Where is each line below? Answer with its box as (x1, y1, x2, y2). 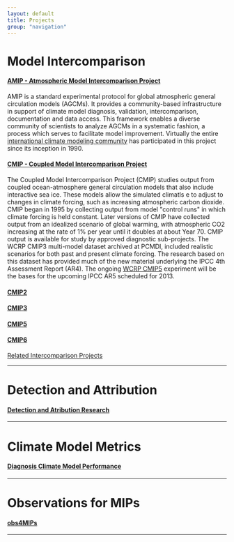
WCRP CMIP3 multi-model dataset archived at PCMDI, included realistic (7, 242, 214, 250)
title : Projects (7, 17, 54, 24)
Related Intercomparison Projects (7, 351, 103, 359)
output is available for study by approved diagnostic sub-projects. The (7, 234, 209, 243)
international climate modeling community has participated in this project (7, 137, 217, 145)
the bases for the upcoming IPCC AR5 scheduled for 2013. (7, 271, 175, 280)
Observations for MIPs (7, 495, 141, 511)
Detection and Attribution (7, 382, 158, 398)
